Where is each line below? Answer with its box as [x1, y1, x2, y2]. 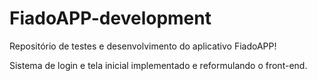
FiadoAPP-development [9, 7, 212, 30]
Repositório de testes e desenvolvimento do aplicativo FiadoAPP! [9, 40, 277, 52]
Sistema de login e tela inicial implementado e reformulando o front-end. [9, 59, 308, 71]
